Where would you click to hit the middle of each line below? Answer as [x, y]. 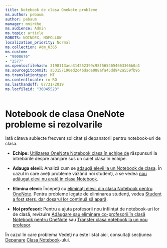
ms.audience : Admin [26, 29]
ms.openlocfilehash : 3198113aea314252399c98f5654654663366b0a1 [73, 66]
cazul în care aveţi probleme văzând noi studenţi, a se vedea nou [79, 174]
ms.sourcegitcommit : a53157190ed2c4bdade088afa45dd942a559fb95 [73, 71]
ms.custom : [17, 52]
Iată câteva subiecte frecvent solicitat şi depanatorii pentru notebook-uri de [83, 138]
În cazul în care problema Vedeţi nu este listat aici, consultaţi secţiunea [78, 235]
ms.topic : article [24, 33]
